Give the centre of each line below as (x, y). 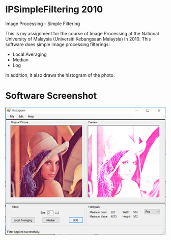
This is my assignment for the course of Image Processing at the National (82, 33)
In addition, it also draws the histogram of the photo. (60, 75)
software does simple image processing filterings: (58, 44)
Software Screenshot (51, 96)
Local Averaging (30, 54)
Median (21, 59)
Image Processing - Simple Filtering (43, 24)
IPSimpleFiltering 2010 (54, 9)
